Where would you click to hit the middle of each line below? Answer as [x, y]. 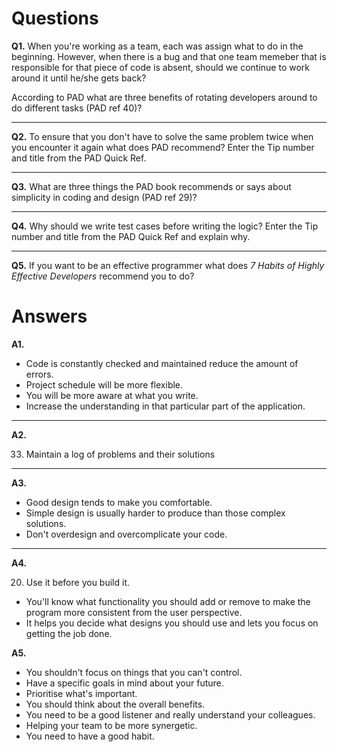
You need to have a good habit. [90, 736]
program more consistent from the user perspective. [134, 612]
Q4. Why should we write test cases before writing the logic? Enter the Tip [165, 226]
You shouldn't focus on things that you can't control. [134, 672]
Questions [55, 18]
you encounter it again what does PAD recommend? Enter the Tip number [163, 147]
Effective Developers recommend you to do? [103, 276]
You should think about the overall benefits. [115, 704]
